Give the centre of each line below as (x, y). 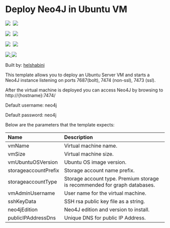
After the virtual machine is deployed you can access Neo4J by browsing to (84, 90)
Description (78, 137)
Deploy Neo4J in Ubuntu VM (66, 9)
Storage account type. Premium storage (112, 178)
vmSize (17, 154)
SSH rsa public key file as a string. (104, 201)
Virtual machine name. (91, 146)
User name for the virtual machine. (105, 193)
